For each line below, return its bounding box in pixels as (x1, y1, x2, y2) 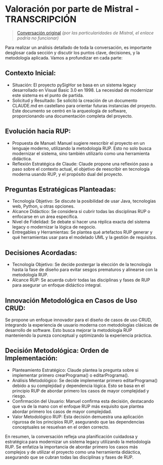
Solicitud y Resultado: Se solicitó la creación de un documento (12, 97, 138, 103)
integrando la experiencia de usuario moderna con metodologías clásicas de (5, 322, 159, 328)
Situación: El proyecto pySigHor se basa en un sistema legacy (12, 82, 136, 88)
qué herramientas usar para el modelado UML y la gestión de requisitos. (12, 234, 157, 240)
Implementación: (5, 354, 58, 363)
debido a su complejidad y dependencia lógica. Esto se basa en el (12, 383, 145, 388)
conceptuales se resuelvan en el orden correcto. (12, 424, 109, 430)
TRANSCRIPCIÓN (5, 14, 77, 25)
